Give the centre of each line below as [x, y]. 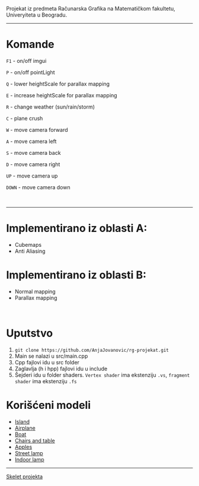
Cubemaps [28, 244]
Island [22, 421]
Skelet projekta [25, 477]
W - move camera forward [37, 129]
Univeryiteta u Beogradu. [37, 15]
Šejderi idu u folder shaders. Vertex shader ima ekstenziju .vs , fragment [102, 375]
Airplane [25, 428]
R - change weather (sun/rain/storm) [51, 107]
